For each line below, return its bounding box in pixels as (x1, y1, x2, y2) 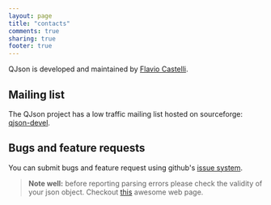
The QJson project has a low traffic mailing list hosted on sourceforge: (8, 109, 243, 118)
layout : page (8, 11, 53, 20)
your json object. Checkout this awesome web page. (28, 187, 204, 197)
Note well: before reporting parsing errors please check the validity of (28, 178, 263, 188)
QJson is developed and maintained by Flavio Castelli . (8, 64, 188, 74)
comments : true (8, 27, 60, 35)
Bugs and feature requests (8, 141, 146, 155)
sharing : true (8, 34, 57, 43)
